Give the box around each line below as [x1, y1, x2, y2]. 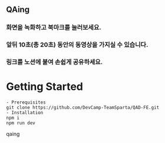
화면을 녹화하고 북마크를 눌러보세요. [6, 24, 101, 32]
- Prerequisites [6, 99, 46, 105]
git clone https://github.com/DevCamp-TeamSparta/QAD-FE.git [6, 105, 160, 111]
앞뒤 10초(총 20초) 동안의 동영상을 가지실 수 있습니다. [6, 41, 148, 49]
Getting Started [6, 80, 84, 94]
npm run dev [6, 120, 35, 126]
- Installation [6, 110, 44, 116]
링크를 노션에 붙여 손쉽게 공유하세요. [6, 58, 103, 66]
